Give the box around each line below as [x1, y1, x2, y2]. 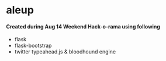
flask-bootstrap [14, 42, 52, 49]
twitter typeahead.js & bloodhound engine [14, 48, 116, 55]
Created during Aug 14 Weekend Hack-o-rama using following [6, 23, 161, 30]
